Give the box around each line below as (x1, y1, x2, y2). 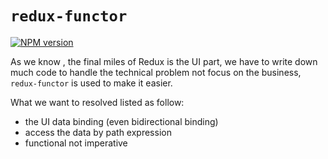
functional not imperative (24, 137, 128, 149)
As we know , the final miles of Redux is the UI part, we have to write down (10, 55, 318, 67)
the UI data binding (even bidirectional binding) (24, 115, 219, 127)
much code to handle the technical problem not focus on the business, (10, 66, 302, 78)
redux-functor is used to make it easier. (10, 77, 173, 89)
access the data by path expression (24, 126, 172, 138)
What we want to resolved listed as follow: (10, 96, 185, 108)
